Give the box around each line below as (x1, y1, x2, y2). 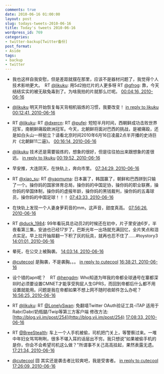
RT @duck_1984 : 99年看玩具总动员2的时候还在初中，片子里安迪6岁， (12, 220, 153, 226)
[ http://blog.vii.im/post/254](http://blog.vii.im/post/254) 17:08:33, (12, 314, 144, 320)
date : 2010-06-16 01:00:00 (5, 12, 60, 17)
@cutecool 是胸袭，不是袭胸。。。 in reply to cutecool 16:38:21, (12, 259, 137, 265)
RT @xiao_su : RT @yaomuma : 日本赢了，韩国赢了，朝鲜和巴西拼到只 (12, 176, 152, 182)
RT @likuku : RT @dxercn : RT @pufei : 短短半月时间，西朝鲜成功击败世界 (12, 120, 158, 126)
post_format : (5, 44, 32, 49)
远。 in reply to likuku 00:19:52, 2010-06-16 (12, 155, 101, 161)
